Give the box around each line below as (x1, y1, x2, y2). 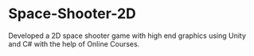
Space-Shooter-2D (8, 5, 137, 23)
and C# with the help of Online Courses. (8, 39, 140, 48)
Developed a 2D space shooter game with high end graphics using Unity (8, 31, 247, 40)
